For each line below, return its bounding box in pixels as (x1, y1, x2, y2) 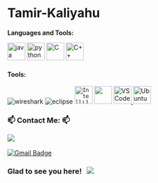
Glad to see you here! (7, 167, 82, 177)
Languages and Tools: (7, 28, 74, 37)
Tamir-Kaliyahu (7, 5, 101, 21)
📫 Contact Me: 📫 (7, 116, 70, 126)
